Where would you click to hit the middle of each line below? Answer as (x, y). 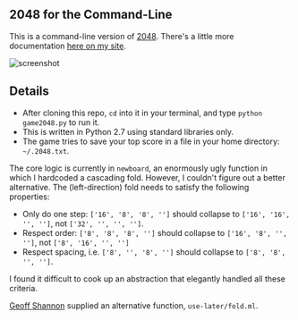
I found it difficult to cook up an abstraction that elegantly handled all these (148, 278)
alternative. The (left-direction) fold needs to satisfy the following (129, 187)
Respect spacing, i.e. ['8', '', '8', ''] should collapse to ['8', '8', (154, 252)
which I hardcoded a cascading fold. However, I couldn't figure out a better (148, 177)
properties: (30, 197)
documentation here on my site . (68, 46)
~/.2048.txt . (46, 150)
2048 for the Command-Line (91, 15)
